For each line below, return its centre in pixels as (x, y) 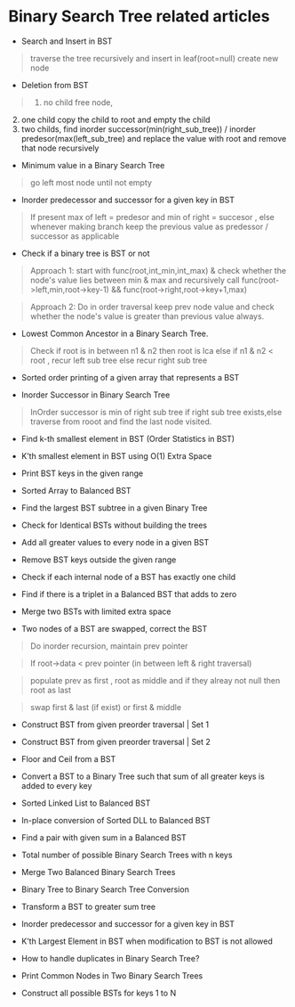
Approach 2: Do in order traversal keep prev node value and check (152, 307)
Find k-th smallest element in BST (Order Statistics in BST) (128, 438)
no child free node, (78, 102)
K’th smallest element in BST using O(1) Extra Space (116, 455)
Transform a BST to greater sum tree (88, 906)
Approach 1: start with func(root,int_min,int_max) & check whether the (158, 270)
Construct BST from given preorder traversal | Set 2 (116, 741)
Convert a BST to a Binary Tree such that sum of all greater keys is (143, 776)
